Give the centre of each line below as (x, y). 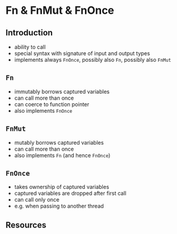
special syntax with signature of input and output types (82, 53)
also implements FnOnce (43, 110)
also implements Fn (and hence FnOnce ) (62, 155)
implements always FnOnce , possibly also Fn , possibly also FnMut (93, 60)
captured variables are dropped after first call (70, 193)
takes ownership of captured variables (62, 187)
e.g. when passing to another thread (59, 206)
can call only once (37, 200)
